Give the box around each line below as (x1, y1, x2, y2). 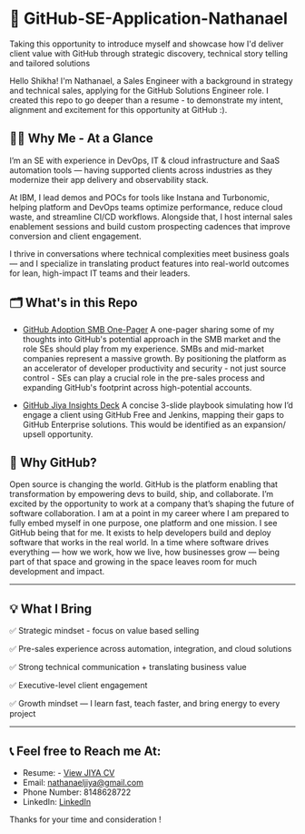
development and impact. (9, 566, 105, 577)
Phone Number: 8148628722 (22, 787, 132, 798)
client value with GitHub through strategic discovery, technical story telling (9, 47, 289, 58)
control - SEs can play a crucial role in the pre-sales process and (22, 372, 265, 383)
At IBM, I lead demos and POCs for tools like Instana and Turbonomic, (9, 191, 271, 203)
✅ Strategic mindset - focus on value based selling (9, 625, 200, 636)
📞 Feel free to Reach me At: (9, 743, 162, 758)
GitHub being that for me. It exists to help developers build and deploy (9, 527, 271, 538)
